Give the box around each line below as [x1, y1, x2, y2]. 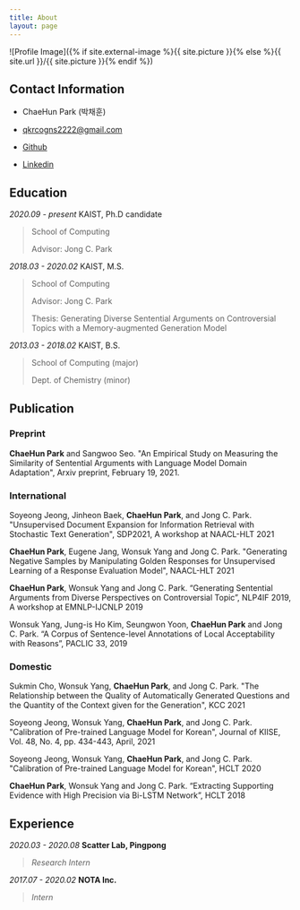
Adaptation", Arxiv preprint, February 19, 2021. [9, 467, 180, 478]
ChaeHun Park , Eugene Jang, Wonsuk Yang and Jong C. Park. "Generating [9, 546, 287, 557]
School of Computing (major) [30, 358, 139, 368]
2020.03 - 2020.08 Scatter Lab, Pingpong [9, 840, 167, 851]
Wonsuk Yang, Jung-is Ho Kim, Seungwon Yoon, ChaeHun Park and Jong [9, 620, 283, 630]
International [9, 490, 67, 502]
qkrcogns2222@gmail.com [21, 125, 123, 135]
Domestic [9, 661, 52, 673]
